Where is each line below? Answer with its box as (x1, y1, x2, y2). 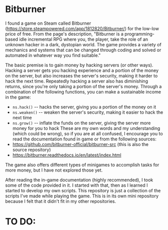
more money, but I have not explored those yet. (5, 167, 103, 173)
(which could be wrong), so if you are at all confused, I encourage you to (12, 130, 163, 136)
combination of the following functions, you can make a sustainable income (5, 89, 161, 95)
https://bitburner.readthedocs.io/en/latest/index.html (12, 152, 121, 158)
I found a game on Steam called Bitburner (5, 20, 91, 26)
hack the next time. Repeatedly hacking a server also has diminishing (5, 78, 148, 84)
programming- (124, 31, 154, 37)
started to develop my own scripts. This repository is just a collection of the (5, 187, 161, 193)
